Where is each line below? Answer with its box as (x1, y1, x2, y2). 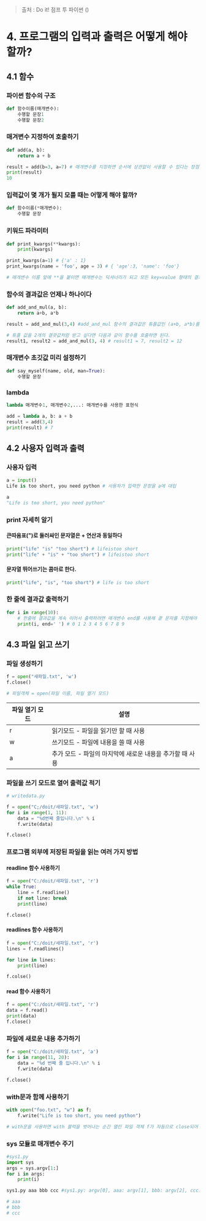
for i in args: (6, 1171, 45, 1177)
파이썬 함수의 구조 (6, 91, 56, 100)
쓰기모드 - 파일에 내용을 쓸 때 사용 (51, 738, 145, 746)
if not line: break (17, 895, 67, 901)
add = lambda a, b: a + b (6, 413, 72, 419)
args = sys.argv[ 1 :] (6, 1165, 59, 1171)
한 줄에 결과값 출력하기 (6, 595, 69, 604)
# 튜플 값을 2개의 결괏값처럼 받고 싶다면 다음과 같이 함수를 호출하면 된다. (6, 332, 171, 338)
